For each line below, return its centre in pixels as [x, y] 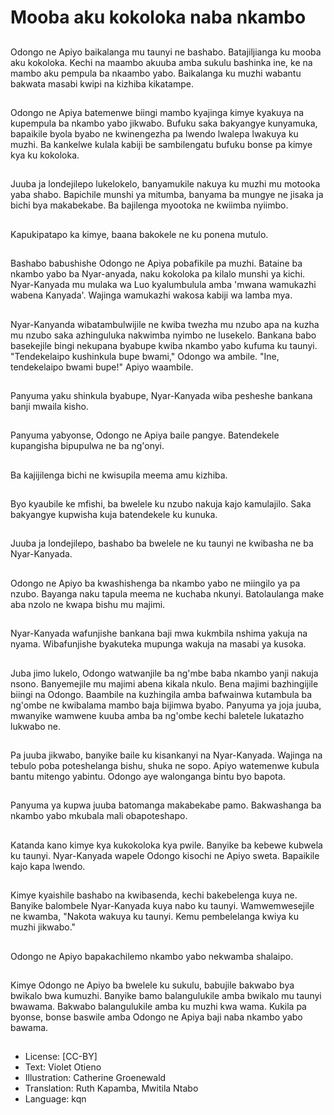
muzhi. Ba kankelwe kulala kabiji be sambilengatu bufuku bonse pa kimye [161, 144]
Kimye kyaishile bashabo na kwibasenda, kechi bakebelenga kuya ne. [154, 895]
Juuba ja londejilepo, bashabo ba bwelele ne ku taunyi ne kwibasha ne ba [162, 543]
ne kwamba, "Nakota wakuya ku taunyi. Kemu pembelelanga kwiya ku [154, 917]
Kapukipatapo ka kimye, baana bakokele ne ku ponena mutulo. [139, 234]
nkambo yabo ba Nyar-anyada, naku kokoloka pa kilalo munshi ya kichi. [158, 274]
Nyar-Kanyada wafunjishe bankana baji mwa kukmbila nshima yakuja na [159, 633]
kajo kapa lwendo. [48, 866]
